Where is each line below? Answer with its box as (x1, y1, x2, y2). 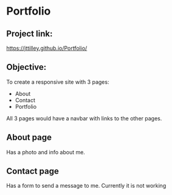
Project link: (6, 29, 53, 39)
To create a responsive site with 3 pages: (6, 78, 109, 86)
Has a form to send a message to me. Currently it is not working (6, 182, 167, 190)
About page (6, 132, 52, 143)
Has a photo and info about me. (6, 148, 85, 156)
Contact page (6, 166, 59, 177)
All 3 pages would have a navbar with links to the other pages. (6, 114, 162, 122)
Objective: (6, 62, 47, 72)
